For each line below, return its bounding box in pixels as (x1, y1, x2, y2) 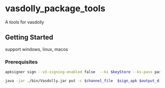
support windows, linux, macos (5, 46, 68, 52)
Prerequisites (5, 58, 38, 65)
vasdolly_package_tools (5, 3, 106, 14)
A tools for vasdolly (5, 19, 44, 25)
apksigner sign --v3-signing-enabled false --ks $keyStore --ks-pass (5, 69, 153, 75)
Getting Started (5, 33, 54, 42)
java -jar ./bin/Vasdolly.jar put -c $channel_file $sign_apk (5, 78, 137, 83)
